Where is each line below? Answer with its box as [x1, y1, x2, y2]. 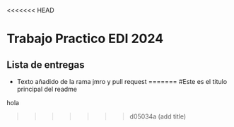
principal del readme [16, 85, 77, 93]
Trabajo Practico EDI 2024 [6, 31, 164, 47]
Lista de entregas [6, 59, 86, 71]
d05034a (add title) [129, 112, 187, 121]
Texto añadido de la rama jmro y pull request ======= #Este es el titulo [16, 78, 228, 85]
